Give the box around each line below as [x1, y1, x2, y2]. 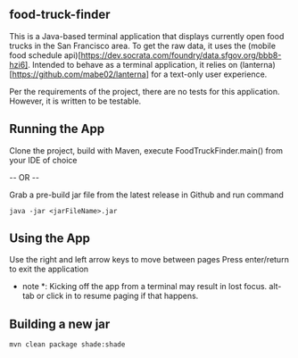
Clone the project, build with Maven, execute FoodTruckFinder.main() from [9, 145, 284, 155]
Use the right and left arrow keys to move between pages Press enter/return [9, 254, 290, 265]
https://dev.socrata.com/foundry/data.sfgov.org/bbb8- [80, 49, 282, 61]
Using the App [9, 231, 91, 246]
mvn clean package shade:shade [9, 340, 126, 349]
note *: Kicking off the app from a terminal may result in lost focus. [21, 281, 268, 292]
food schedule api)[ [9, 49, 82, 61]
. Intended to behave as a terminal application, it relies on [28, 59, 238, 70]
